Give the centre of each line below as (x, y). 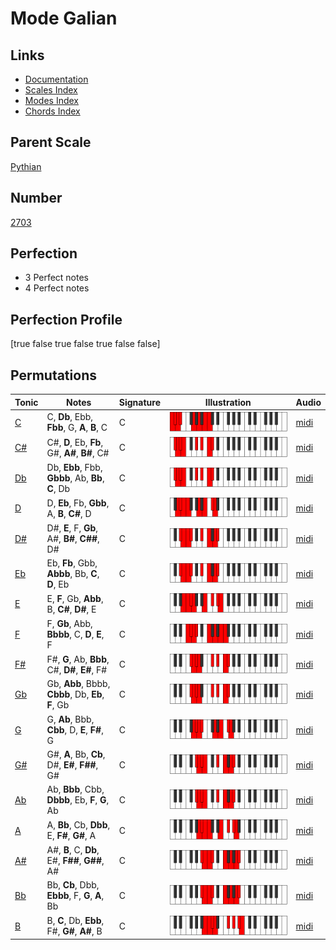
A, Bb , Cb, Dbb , (78, 825)
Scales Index (51, 90)
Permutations (53, 375)
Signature (139, 402)
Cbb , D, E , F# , (75, 729)
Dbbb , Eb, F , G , (78, 800)
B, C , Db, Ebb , (75, 921)
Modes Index (51, 100)
